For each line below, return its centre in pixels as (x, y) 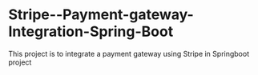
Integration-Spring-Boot (91, 32)
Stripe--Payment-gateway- (101, 15)
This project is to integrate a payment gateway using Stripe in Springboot (129, 53)
